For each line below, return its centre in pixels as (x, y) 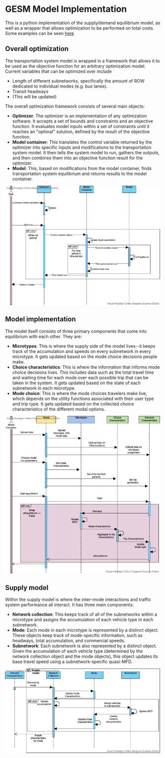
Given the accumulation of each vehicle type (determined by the (77, 651)
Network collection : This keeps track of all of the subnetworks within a (85, 615)
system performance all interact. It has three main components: (69, 605)
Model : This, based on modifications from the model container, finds (82, 168)
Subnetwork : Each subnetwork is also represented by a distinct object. (84, 646)
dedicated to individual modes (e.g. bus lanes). (60, 86)
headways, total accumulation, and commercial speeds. (69, 641)
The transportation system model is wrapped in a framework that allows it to (82, 61)
